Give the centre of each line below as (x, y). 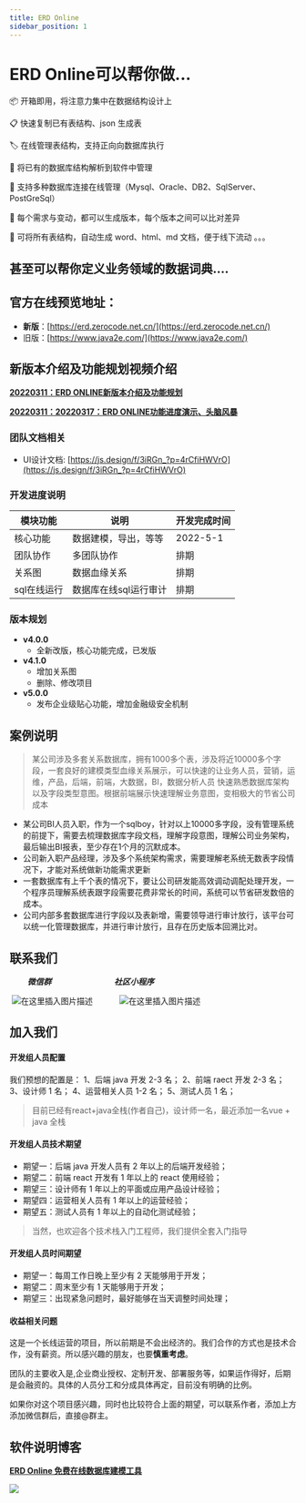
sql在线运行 (39, 590)
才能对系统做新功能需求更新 (99, 870)
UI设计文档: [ (46, 459)
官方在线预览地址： (63, 303)
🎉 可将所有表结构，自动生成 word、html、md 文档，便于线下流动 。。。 (140, 237)
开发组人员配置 (37, 1057)
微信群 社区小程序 (91, 981)
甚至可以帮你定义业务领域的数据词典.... (119, 268)
